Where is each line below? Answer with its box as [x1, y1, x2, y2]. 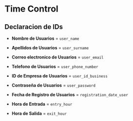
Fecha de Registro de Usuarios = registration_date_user [11, 92, 129, 97]
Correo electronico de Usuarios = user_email [11, 54, 104, 60]
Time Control [4, 3, 59, 15]
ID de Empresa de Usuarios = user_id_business [11, 73, 108, 78]
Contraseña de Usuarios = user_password [11, 82, 96, 88]
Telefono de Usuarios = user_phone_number [11, 64, 98, 69]
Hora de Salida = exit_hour [11, 110, 67, 116]
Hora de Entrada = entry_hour [11, 101, 73, 107]
